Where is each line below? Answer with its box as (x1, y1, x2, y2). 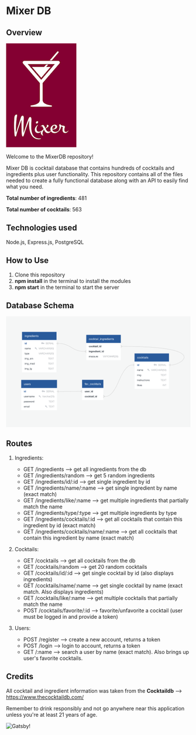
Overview (6, 28, 43, 38)
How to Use (6, 255, 49, 265)
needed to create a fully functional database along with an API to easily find (6, 177, 188, 184)
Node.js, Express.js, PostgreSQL (6, 238, 84, 245)
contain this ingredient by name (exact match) (23, 534, 135, 541)
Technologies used (6, 223, 77, 233)
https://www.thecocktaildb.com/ (6, 693, 84, 700)
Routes (6, 439, 33, 449)
